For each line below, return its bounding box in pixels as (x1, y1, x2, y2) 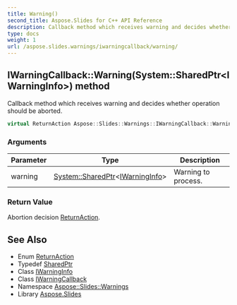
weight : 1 (7, 37, 37, 44)
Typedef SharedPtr (17, 260, 73, 268)
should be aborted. (7, 107, 63, 115)
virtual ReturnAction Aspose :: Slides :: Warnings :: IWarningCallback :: (7, 120, 213, 127)
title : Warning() (7, 10, 59, 18)
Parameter (11, 155, 47, 165)
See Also (7, 234, 47, 246)
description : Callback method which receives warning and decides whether (7, 23, 232, 30)
